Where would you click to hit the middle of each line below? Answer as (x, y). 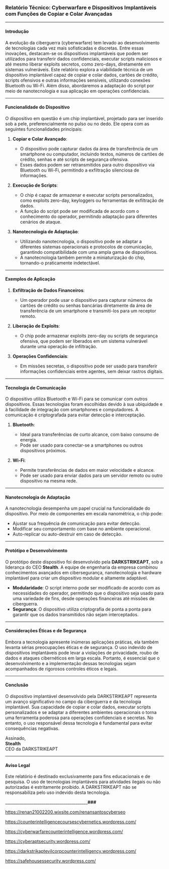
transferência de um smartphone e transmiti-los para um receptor (88, 311)
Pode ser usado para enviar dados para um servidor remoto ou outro (91, 475)
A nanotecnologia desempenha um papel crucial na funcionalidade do (78, 508)
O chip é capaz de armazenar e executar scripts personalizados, (87, 195)
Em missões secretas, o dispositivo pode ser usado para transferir (89, 366)
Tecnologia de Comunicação (36, 388)
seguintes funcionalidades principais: (44, 129)
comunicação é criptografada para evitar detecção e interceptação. (75, 415)
